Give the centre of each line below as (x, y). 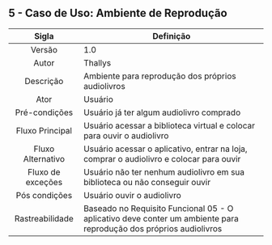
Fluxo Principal (44, 130)
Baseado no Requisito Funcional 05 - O (159, 208)
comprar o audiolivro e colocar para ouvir (162, 158)
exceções (44, 182)
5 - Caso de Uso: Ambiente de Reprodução (118, 13)
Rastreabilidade (44, 218)
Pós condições (44, 195)
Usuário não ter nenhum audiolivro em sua (164, 171)
